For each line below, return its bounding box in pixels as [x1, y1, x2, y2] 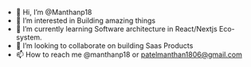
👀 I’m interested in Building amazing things [15, 16, 156, 25]
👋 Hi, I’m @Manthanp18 [15, 8, 92, 17]
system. [15, 32, 42, 42]
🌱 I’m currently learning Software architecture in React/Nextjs [15, 24, 218, 33]
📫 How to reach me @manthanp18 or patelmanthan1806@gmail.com [15, 50, 243, 59]
